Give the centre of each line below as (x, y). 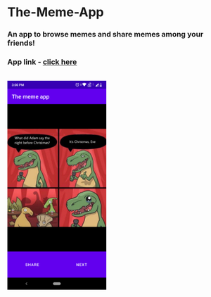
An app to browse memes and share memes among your (105, 34)
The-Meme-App (56, 12)
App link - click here (42, 62)
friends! (21, 43)
